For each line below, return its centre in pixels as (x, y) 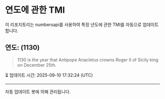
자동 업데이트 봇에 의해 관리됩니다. (38, 92)
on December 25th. (37, 65)
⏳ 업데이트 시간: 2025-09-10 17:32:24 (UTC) (49, 75)
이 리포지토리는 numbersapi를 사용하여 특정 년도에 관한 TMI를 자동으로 (73, 25)
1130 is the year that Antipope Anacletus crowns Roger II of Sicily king (88, 60)
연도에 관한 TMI (35, 10)
